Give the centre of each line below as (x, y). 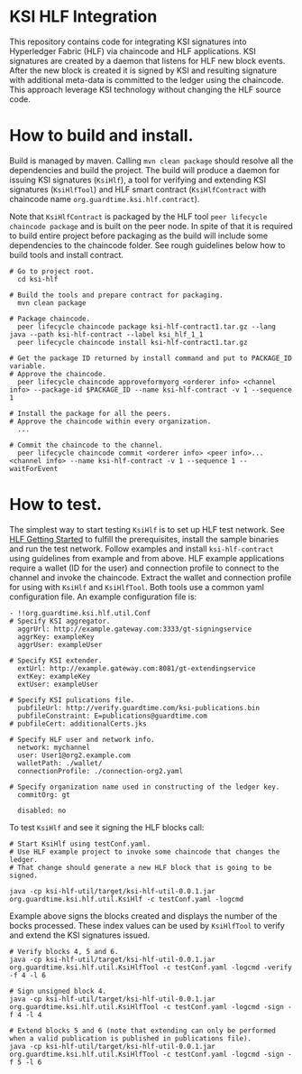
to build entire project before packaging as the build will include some (139, 236)
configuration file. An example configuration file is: (103, 597)
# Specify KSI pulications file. (72, 700)
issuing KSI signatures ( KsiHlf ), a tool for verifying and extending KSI (138, 180)
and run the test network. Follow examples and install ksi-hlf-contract (142, 549)
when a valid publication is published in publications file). (131, 1038)
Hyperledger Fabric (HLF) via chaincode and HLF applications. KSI (133, 51)
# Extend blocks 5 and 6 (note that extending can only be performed (143, 1031)
